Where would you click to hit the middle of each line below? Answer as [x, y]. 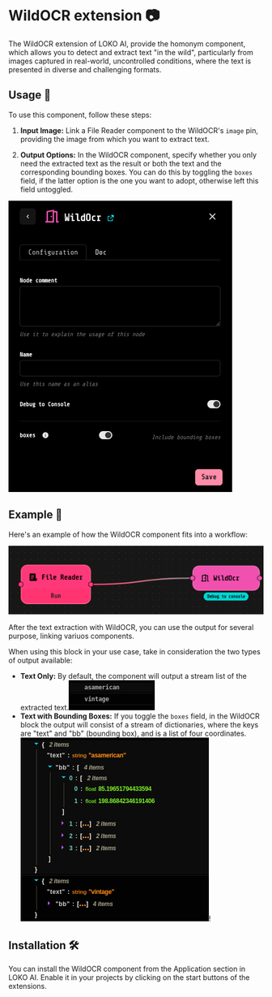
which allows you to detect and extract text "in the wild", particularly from [131, 52]
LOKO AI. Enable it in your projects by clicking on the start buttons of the [129, 978]
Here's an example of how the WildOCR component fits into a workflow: [128, 534]
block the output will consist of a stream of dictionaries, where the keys [139, 725]
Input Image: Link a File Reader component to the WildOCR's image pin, [139, 130]
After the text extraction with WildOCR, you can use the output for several [131, 628]
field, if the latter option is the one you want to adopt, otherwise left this [139, 180]
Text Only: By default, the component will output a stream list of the [133, 676]
